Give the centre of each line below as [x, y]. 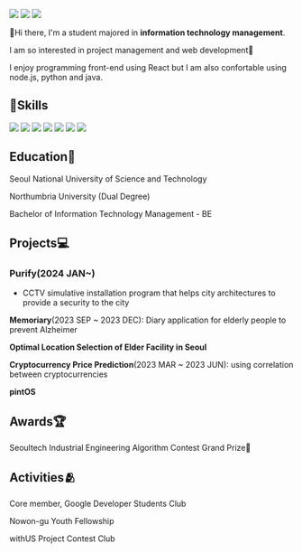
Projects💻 [39, 244]
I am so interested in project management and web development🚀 [132, 50]
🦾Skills [29, 105]
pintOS [23, 392]
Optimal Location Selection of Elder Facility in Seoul [108, 347]
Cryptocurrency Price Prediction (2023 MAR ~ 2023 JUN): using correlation [151, 365]
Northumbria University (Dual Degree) [80, 196]
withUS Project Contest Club [62, 539]
